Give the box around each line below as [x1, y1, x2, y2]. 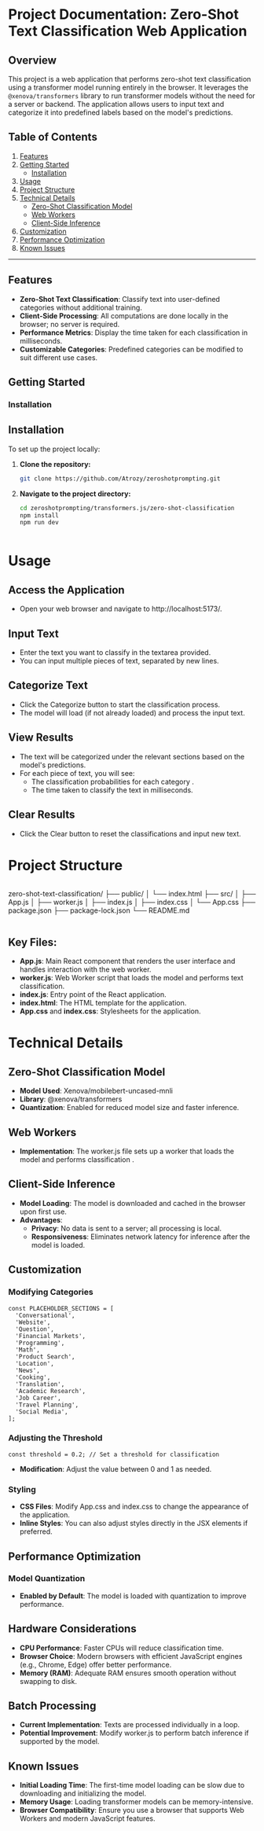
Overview [8, 53, 57, 67]
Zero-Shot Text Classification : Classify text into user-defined [19, 294, 220, 303]
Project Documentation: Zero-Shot [8, 6, 240, 24]
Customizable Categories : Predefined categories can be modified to [19, 344, 244, 354]
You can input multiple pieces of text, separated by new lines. [19, 656, 219, 666]
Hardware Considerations [8, 1622, 137, 1636]
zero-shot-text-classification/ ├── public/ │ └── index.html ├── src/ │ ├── [8, 889, 256, 899]
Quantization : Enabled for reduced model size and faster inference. [19, 1103, 240, 1112]
